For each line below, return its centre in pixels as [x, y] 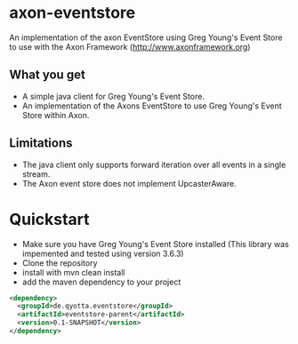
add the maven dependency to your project [101, 282]
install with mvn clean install [73, 272]
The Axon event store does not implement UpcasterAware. [129, 183]
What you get [48, 75]
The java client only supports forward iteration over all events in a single [154, 164]
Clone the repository [60, 263]
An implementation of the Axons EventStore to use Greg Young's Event [152, 106]
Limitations [41, 144]
